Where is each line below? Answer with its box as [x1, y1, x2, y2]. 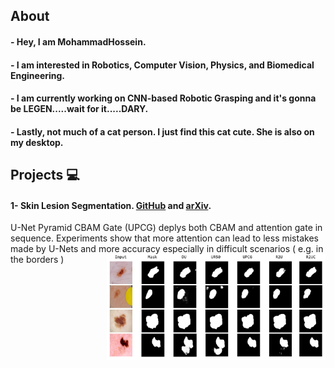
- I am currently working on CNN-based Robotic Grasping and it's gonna [10, 92, 317, 104]
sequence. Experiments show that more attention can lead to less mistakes [10, 232, 319, 244]
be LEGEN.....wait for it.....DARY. [10, 103, 149, 115]
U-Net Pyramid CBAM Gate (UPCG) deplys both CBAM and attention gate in [10, 222, 323, 234]
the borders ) [10, 254, 65, 266]
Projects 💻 [10, 167, 80, 184]
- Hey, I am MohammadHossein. [10, 35, 147, 48]
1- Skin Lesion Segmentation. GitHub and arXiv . [10, 199, 212, 211]
